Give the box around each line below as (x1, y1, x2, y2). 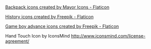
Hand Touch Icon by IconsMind (5, 33, 70, 39)
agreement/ (5, 38, 30, 44)
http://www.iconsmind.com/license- (70, 33, 146, 39)
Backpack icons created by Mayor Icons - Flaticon (5, 4, 110, 10)
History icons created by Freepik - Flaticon (5, 14, 94, 19)
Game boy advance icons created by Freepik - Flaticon (5, 23, 119, 29)
